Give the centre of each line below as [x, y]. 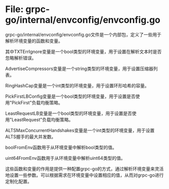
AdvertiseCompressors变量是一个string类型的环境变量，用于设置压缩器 [79, 69]
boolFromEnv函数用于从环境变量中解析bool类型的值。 [61, 147]
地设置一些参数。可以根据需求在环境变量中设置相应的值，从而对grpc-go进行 [84, 175]
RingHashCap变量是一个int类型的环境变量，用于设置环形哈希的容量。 [77, 85]
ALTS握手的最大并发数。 [31, 137]
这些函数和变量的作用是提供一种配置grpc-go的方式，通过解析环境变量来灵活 [84, 169]
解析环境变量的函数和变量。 [34, 41]
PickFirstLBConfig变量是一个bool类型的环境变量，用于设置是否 [70, 96]
